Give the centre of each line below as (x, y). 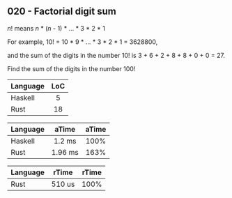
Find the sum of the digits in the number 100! (71, 68)
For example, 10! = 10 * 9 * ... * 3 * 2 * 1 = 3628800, (83, 42)
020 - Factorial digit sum (62, 12)
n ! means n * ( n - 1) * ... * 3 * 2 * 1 (56, 28)
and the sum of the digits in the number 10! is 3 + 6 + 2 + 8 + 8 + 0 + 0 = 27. (116, 55)
